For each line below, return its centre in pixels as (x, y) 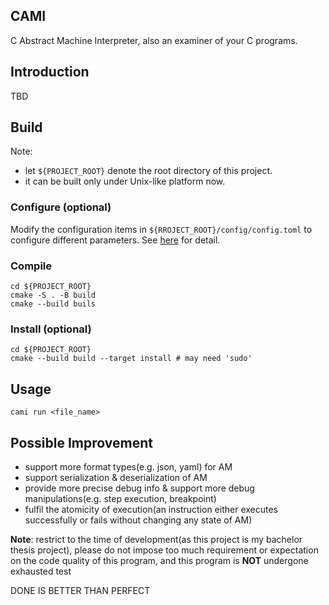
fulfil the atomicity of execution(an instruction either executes (151, 509)
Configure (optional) (61, 207)
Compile (31, 266)
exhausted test (41, 571)
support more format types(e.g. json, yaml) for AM (128, 466)
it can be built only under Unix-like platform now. (125, 181)
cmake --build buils (53, 304)
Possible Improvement (81, 442)
